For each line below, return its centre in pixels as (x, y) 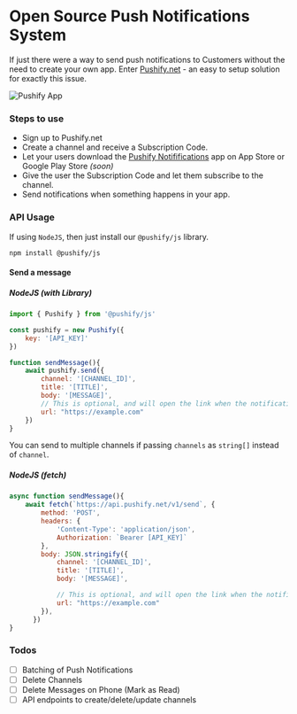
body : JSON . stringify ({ (84, 554)
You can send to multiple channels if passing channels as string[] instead (145, 446)
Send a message (40, 273)
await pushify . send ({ (65, 371)
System (38, 35)
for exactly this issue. (48, 78)
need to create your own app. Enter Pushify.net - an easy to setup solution (145, 69)
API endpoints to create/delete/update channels (109, 699)
